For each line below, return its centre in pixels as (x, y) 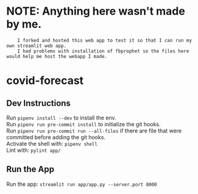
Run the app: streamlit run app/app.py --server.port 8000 (82, 184)
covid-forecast (45, 81)
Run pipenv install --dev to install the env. (62, 118)
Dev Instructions (39, 103)
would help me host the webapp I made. (57, 56)
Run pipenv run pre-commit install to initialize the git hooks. (83, 124)
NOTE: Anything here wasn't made (96, 11)
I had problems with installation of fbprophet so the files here (103, 51)
